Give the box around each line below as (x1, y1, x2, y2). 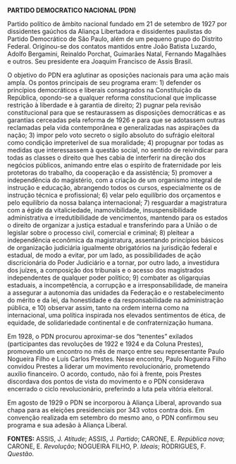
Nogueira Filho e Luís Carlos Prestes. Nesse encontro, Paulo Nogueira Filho (7, 355, 227, 363)
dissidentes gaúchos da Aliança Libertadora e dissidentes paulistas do (7, 28, 212, 35)
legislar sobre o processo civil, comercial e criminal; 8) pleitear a (7, 229, 195, 237)
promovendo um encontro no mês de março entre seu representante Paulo (7, 347, 225, 355)
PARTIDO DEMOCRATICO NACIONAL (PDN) (7, 6, 137, 14)
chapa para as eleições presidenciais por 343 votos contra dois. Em (7, 406, 205, 414)
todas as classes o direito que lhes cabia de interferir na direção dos (7, 153, 206, 162)
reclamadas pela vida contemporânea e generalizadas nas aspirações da (7, 124, 220, 131)
